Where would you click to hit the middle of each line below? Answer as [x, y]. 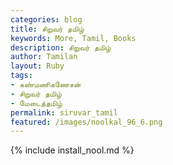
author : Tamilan [44, 57]
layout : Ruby [37, 66]
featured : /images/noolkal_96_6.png [86, 122]
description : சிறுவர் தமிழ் [61, 47]
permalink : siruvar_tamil [64, 112]
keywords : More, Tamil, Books [73, 38]
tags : [21, 76]
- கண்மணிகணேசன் [46, 85]
